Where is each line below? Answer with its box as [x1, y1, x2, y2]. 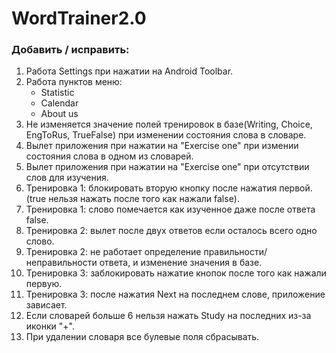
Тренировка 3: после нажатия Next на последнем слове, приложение [25, 288, 326, 301]
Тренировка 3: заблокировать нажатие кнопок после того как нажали [25, 267, 327, 279]
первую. [25, 278, 63, 290]
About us [40, 108, 79, 120]
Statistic [40, 87, 75, 99]
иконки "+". [25, 320, 75, 332]
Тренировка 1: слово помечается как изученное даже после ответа [25, 203, 316, 216]
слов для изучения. [25, 172, 109, 184]
